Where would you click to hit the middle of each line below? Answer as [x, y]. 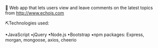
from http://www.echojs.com [35, 13]
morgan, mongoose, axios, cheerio [41, 40]
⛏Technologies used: [27, 23]
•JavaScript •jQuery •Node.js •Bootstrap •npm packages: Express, [75, 34]
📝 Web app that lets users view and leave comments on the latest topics [79, 8]
